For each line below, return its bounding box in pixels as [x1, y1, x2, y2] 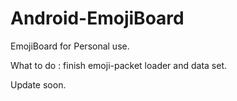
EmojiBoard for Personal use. [10, 40, 130, 52]
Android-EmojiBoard [10, 7, 185, 30]
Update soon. [10, 78, 67, 91]
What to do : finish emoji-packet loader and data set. [10, 59, 228, 71]
